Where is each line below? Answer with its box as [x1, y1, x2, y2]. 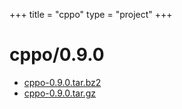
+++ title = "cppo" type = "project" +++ [9, 9, 173, 20]
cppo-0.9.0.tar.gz [23, 87, 96, 99]
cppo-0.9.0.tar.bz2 [23, 76, 102, 88]
